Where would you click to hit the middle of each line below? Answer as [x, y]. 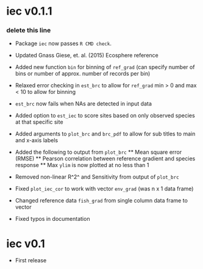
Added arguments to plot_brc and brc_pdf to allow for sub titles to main [105, 134]
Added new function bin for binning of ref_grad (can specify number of [105, 67]
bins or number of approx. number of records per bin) [83, 74]
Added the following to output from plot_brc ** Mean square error [98, 152]
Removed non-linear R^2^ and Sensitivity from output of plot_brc [97, 177]
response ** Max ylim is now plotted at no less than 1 [82, 165]
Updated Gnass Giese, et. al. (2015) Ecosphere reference [87, 56]
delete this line [29, 30]
